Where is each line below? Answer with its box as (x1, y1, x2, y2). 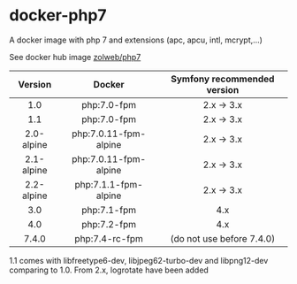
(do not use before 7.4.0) (170, 232, 276, 244)
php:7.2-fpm (80, 218, 137, 230)
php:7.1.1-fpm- (74, 178, 143, 190)
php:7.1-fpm (80, 203, 137, 216)
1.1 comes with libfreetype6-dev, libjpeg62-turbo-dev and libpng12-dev (9, 255, 269, 265)
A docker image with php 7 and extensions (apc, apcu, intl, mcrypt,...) (9, 35, 263, 45)
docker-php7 (9, 5, 108, 26)
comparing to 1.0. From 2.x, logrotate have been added (9, 265, 209, 275)
